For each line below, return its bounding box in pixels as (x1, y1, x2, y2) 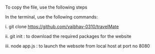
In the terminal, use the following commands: (5, 14, 98, 19)
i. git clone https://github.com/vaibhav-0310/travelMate (5, 23, 119, 29)
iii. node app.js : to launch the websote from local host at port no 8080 (5, 43, 150, 49)
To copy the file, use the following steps (5, 4, 87, 10)
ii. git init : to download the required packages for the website (5, 33, 131, 39)
